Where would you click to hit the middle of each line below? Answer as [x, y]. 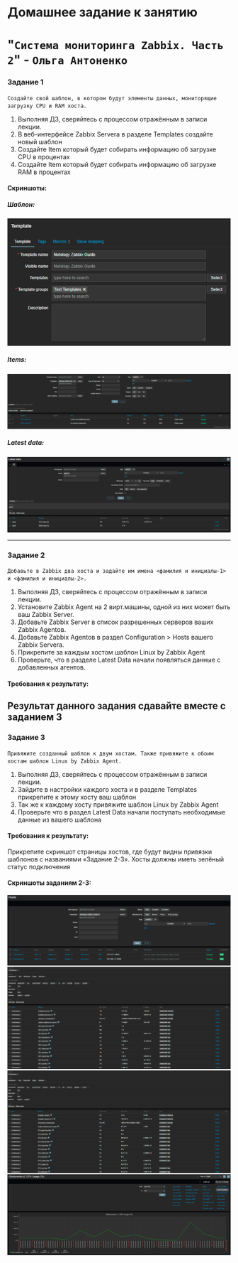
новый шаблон [40, 141]
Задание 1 [25, 82]
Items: [17, 360]
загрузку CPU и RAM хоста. [47, 106]
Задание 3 [26, 738]
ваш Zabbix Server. [46, 615]
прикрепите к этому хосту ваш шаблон [77, 797]
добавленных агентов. [51, 667]
